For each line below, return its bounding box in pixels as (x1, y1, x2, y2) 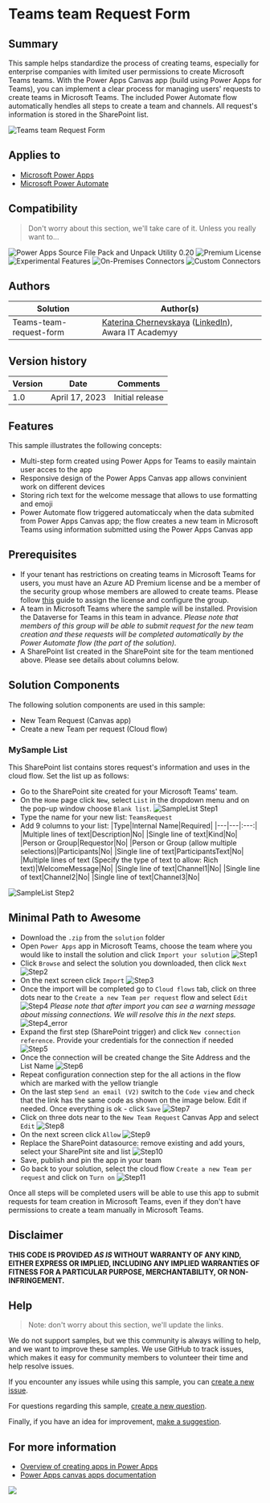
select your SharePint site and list (19, 1146, 131, 1156)
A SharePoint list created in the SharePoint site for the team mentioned (19, 646, 255, 656)
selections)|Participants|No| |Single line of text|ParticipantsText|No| (19, 846, 244, 856)
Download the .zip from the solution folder (19, 932, 166, 942)
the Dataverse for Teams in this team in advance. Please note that (19, 612, 239, 621)
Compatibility (8, 202, 78, 216)
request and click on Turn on (19, 1172, 115, 1181)
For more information (8, 1440, 117, 1454)
